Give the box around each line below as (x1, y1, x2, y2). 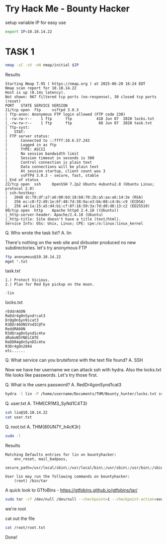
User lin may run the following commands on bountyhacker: (5, 474, 130, 479)
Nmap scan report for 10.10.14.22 (5, 85, 77, 90)
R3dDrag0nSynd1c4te (5, 331, 46, 336)
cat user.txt (5, 415, 32, 420)
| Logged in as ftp (5, 142, 57, 147)
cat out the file (5, 515, 35, 522)
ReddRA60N (5, 326, 26, 332)
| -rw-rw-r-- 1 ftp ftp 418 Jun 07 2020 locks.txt (5, 116, 155, 121)
